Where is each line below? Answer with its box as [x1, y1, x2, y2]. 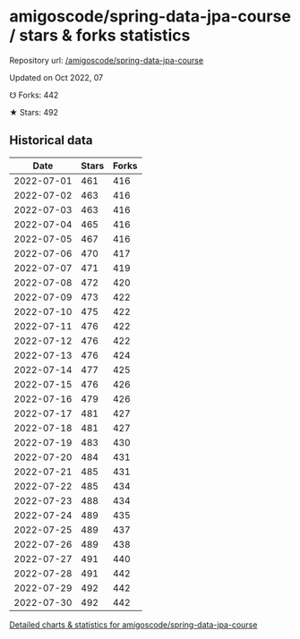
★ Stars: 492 [9, 106, 58, 117]
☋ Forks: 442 [9, 89, 59, 100]
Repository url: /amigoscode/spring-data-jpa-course [9, 55, 204, 65]
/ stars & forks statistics [9, 25, 191, 46]
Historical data [9, 132, 93, 149]
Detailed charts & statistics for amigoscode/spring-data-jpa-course [9, 619, 258, 630]
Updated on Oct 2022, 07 [9, 72, 104, 82]
